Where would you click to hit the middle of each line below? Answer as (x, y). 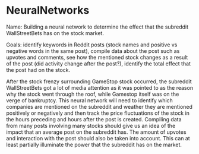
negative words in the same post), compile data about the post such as (93, 51)
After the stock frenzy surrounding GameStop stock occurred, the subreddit (99, 81)
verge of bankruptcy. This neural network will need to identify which (90, 100)
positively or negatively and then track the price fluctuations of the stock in (98, 113)
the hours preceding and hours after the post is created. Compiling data (94, 119)
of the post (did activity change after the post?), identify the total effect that (99, 64)
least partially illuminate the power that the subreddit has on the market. (94, 144)
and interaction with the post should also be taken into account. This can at (98, 138)
